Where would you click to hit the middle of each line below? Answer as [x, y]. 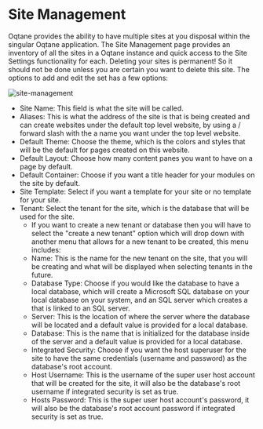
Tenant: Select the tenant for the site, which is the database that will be [134, 208]
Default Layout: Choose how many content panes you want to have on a [136, 158]
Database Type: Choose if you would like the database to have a [135, 283]
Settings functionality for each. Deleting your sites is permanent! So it [121, 61]
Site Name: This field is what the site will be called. [102, 108]
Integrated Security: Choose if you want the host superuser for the [139, 350]
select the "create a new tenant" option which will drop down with [138, 233]
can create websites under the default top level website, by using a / [130, 125]
